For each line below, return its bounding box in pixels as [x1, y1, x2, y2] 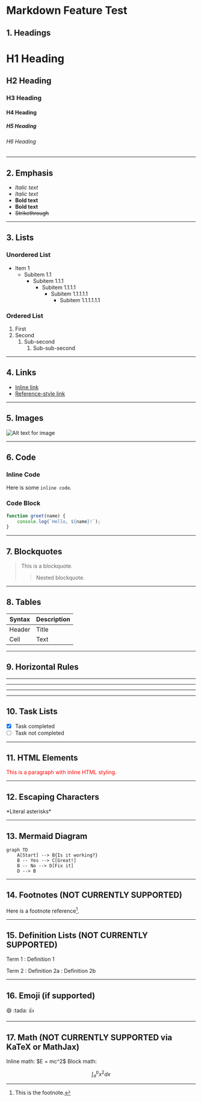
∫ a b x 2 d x [91, 1069, 111, 1079]
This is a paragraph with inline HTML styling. [6, 768, 117, 776]
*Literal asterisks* [6, 808, 52, 815]
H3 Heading [6, 94, 42, 103]
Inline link [14, 384, 39, 391]
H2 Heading [6, 76, 52, 86]
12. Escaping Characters [6, 791, 100, 802]
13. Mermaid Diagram [6, 831, 88, 841]
